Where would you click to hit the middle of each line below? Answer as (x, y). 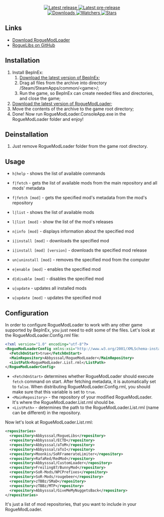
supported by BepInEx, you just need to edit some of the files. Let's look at (80, 330)
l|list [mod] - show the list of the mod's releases (62, 222)
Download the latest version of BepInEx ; (60, 77)
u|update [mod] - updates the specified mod (57, 298)
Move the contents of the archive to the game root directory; (73, 109)
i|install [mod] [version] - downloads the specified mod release (80, 250)
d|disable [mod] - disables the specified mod (58, 279)
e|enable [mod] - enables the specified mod (56, 269)
